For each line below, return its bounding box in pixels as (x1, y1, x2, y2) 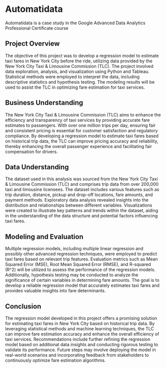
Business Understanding (5, 99, 83, 107)
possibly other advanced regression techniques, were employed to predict (5, 251, 157, 257)
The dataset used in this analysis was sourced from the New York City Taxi (5, 176, 158, 182)
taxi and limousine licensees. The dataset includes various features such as (5, 187, 160, 193)
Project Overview (5, 40, 60, 48)
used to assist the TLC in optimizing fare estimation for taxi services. (5, 84, 145, 90)
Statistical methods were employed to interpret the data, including (5, 73, 140, 80)
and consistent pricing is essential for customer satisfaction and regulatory (5, 127, 158, 133)
